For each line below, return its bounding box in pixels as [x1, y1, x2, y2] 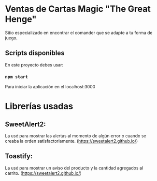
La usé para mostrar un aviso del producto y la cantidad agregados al [5, 165, 143, 171]
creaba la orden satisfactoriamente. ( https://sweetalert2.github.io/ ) [5, 138, 138, 144]
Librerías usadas [5, 101, 73, 112]
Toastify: [5, 152, 33, 161]
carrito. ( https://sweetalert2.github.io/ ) [5, 170, 82, 176]
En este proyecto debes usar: [5, 62, 64, 67]
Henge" [5, 14, 37, 25]
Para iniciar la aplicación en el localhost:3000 [5, 84, 96, 90]
